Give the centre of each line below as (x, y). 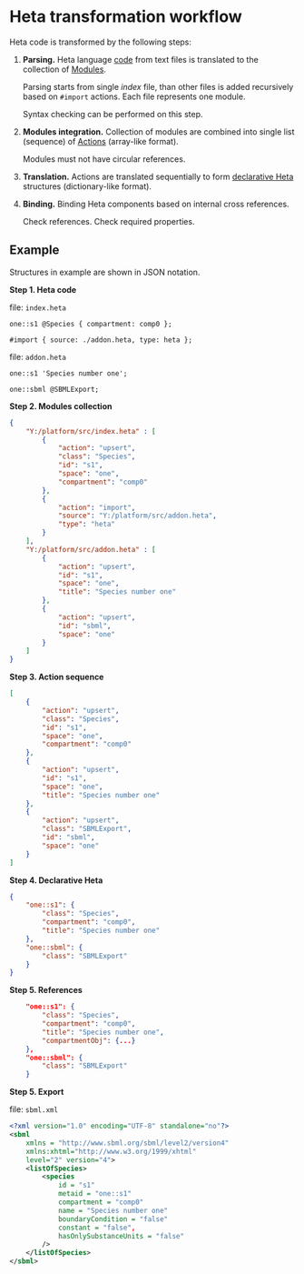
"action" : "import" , (97, 507)
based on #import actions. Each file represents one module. (134, 96)
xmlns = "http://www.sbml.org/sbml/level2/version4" (127, 1143)
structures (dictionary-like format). (87, 186)
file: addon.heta (38, 356)
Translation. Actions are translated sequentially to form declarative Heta (158, 176)
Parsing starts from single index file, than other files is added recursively (158, 86)
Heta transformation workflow (126, 17)
